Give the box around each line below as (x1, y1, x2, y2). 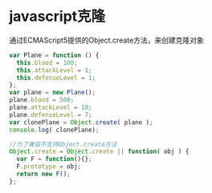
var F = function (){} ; (16, 155, 92, 163)
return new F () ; (16, 170, 71, 179)
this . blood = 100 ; (16, 58, 79, 66)
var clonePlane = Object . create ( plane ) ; (9, 118, 153, 127)
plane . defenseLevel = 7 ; (9, 111, 92, 119)
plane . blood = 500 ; (9, 96, 75, 104)
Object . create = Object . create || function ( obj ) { (9, 147, 190, 156)
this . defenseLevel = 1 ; (16, 74, 96, 82)
